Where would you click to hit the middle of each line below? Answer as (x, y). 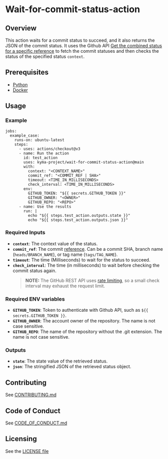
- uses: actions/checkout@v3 (49, 149)
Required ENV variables (35, 299)
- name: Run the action (44, 153)
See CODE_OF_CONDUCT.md (36, 423)
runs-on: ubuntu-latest (40, 140)
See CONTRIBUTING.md (31, 395)
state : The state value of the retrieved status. (60, 361)
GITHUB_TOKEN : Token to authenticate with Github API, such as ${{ (80, 310)
